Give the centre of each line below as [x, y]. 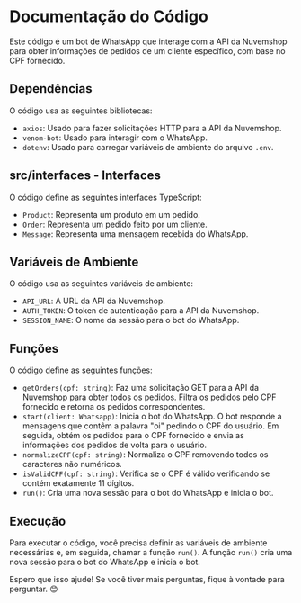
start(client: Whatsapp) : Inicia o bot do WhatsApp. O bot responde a [152, 417]
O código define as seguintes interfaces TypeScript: [106, 197]
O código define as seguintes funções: [81, 370]
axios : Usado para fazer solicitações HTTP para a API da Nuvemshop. [152, 128]
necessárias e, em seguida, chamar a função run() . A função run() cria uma [151, 552]
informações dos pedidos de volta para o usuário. [115, 445]
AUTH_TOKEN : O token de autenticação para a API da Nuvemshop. [141, 310]
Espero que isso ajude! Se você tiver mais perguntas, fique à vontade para [147, 579]
